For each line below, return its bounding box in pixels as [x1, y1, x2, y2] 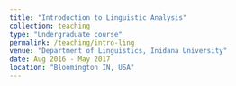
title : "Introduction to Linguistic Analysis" [9, 13, 187, 22]
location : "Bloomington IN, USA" [9, 64, 135, 73]
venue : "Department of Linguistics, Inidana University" [9, 47, 228, 56]
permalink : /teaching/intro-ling [9, 38, 135, 47]
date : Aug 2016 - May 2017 [9, 55, 111, 64]
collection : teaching [9, 21, 91, 30]
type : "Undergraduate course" [9, 30, 123, 39]
